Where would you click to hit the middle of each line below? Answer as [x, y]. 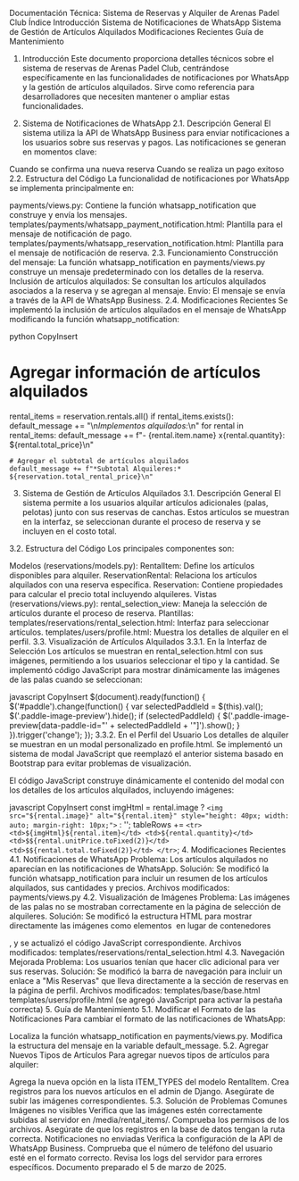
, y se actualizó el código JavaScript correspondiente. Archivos [125, 943]
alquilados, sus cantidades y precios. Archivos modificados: [120, 887]
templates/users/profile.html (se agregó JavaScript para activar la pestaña [146, 1000]
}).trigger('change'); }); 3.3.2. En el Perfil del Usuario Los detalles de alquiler [149, 735]
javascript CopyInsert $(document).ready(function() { [108, 696]
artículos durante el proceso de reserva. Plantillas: [101, 613]
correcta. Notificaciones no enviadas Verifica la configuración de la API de [146, 1138]
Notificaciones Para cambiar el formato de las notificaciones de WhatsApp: [147, 1019]
